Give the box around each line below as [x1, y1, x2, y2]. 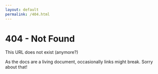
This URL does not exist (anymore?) [5, 49, 79, 55]
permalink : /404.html [5, 12, 50, 17]
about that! [5, 64, 27, 70]
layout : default [5, 7, 39, 12]
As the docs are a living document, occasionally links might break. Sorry [5, 59, 153, 65]
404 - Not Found [5, 33, 75, 44]
